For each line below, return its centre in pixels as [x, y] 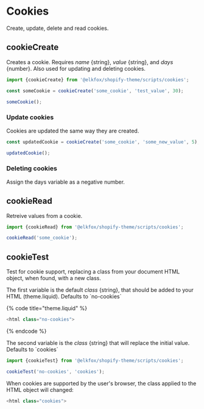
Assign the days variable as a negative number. [65, 182]
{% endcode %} [26, 331]
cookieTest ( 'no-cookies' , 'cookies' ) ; [55, 371]
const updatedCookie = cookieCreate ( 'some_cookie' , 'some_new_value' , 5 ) [102, 142]
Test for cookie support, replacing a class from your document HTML [93, 272]
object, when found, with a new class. [54, 278]
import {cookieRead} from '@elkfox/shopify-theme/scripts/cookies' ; [95, 227]
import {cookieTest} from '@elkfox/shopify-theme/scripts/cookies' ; [95, 360]
